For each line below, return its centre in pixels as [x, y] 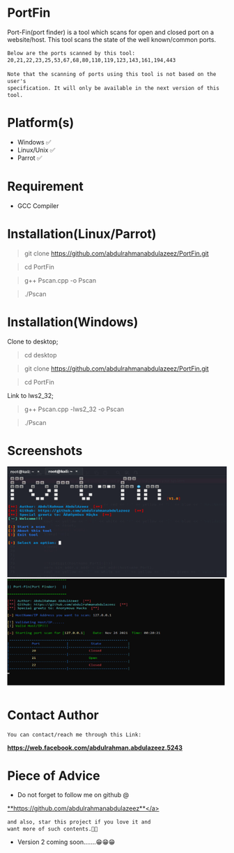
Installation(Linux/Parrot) [82, 234]
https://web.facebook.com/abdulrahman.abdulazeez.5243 [95, 748]
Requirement [45, 187]
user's [17, 81]
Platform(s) [41, 123]
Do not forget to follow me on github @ [73, 795]
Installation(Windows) [73, 322]
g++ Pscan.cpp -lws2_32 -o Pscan [74, 409]
